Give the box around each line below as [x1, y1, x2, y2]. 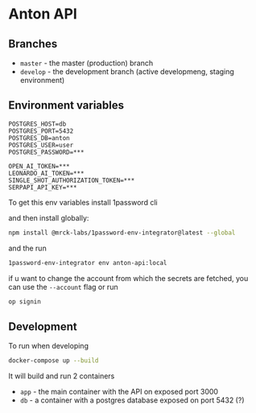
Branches [8, 37, 58, 51]
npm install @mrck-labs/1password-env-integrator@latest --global [8, 229, 236, 237]
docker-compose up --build [8, 357, 99, 365]
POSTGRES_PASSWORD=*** [8, 148, 85, 156]
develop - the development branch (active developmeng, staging [19, 67, 235, 76]
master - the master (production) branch [19, 58, 154, 68]
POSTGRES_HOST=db [8, 120, 67, 128]
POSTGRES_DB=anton [8, 134, 70, 142]
